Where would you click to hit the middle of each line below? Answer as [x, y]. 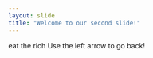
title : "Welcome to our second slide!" [75, 23]
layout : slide [32, 15]
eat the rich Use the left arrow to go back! [77, 45]
